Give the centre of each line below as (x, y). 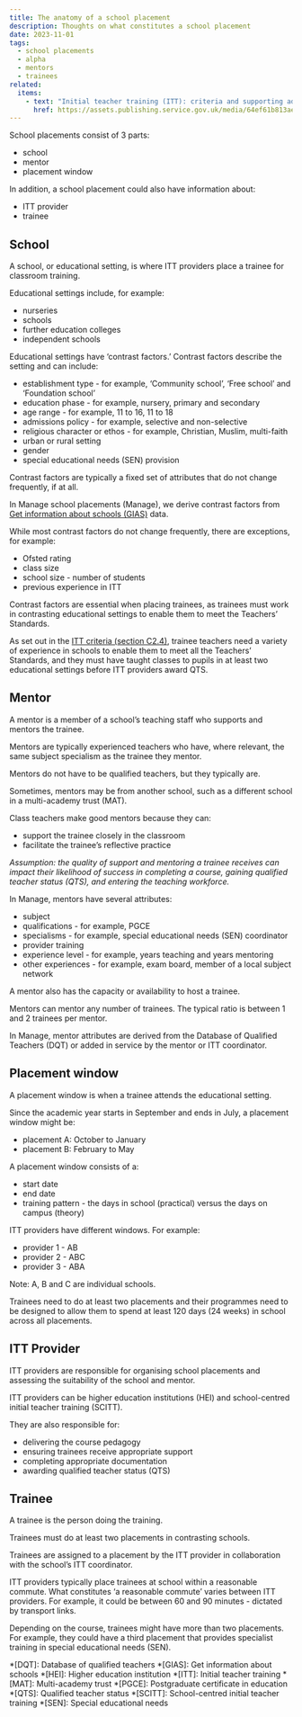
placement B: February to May (78, 1149)
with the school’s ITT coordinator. (71, 1565)
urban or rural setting (62, 441)
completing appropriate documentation (95, 1461)
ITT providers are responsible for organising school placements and (135, 1370)
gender (36, 451)
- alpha (32, 59)
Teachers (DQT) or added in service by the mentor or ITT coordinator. (138, 1045)
